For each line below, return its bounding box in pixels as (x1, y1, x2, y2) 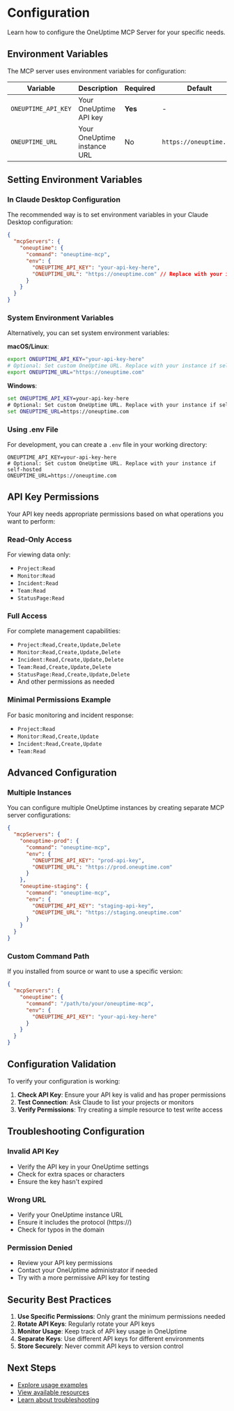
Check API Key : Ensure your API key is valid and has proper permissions (17, 1091, 226, 1099)
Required (124, 83, 155, 93)
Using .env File (7, 424, 58, 434)
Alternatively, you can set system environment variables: (7, 329, 170, 337)
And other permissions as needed (17, 677, 115, 686)
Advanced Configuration (7, 767, 117, 778)
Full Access (7, 611, 47, 621)
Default (187, 83, 212, 93)
